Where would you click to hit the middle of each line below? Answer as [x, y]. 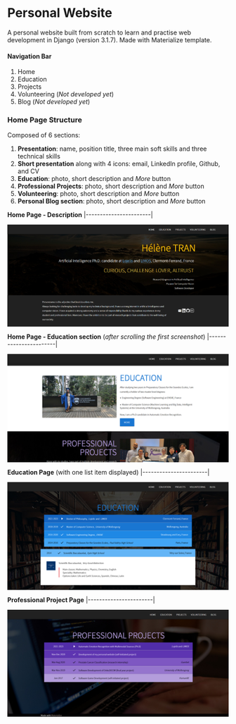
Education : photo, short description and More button [94, 179]
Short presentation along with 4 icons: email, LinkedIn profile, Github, [119, 164]
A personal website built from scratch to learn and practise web [99, 32]
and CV [28, 171]
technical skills [39, 156]
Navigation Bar [29, 56]
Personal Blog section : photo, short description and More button [111, 201]
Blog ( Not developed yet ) [54, 102]
